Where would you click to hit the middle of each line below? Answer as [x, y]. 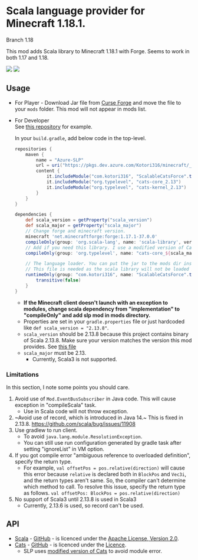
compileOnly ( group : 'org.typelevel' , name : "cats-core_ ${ [98, 253]
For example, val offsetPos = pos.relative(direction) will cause [104, 468]
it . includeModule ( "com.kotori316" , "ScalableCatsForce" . [118, 177]
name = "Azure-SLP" [60, 160]
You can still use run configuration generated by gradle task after [102, 442]
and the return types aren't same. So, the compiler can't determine [105, 480]
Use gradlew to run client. [46, 430]
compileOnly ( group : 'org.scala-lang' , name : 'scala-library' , [103, 242]
